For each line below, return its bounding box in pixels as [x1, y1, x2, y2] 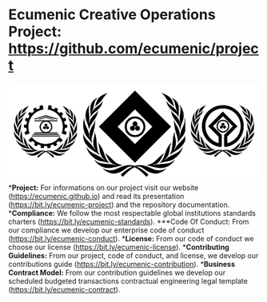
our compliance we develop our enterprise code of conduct [8, 225, 205, 235]
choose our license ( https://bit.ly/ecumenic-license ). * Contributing [8, 242, 229, 252]
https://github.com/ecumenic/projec [8, 40, 260, 58]
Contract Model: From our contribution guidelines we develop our [8, 268, 226, 277]
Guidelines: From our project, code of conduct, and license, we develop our [8, 250, 259, 260]
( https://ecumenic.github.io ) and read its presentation [8, 191, 185, 201]
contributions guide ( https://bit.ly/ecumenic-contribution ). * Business [8, 259, 236, 268]
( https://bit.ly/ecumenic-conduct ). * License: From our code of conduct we [8, 233, 254, 243]
